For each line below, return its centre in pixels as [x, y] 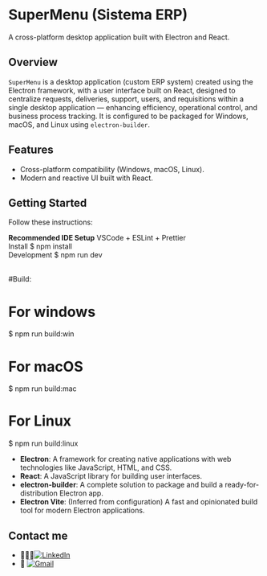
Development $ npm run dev [55, 255]
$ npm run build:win [41, 334]
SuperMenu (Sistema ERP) [98, 15]
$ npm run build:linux [43, 443]
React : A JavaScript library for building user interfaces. [111, 476]
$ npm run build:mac [43, 389]
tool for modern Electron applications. [82, 510]
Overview [33, 62]
